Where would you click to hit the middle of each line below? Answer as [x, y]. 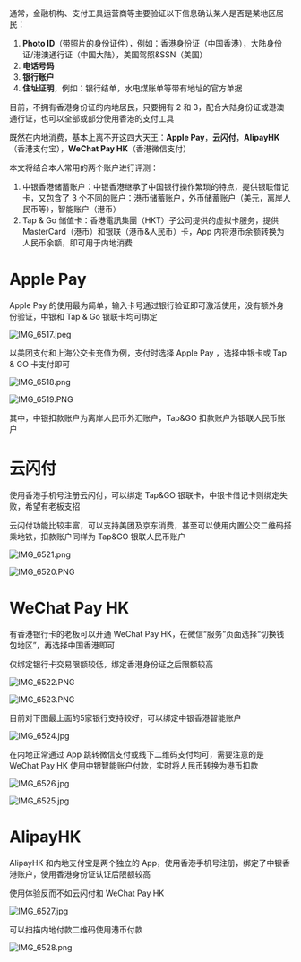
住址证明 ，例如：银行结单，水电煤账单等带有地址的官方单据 [132, 88]
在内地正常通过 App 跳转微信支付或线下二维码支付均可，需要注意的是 [137, 754]
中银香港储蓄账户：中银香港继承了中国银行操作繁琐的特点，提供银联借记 [155, 187]
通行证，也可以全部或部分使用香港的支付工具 [92, 118]
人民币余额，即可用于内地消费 [77, 243]
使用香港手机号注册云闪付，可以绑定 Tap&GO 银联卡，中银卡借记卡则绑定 [145, 494]
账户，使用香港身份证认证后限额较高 [83, 874]
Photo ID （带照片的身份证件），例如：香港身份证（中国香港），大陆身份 [152, 43]
